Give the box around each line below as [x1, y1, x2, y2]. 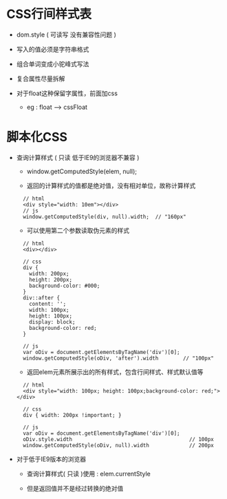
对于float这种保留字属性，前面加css [16, 89, 118, 97]
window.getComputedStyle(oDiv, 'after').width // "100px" [23, 355, 214, 362]
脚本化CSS [6, 129, 68, 145]
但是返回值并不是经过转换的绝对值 [26, 484, 124, 492]
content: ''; [29, 300, 67, 307]
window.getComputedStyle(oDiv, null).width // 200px [23, 442, 214, 449]
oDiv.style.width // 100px [23, 436, 214, 442]
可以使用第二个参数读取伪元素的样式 [26, 226, 130, 235]
